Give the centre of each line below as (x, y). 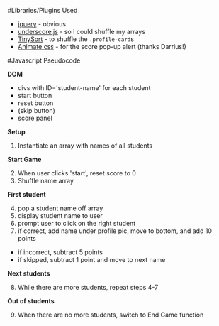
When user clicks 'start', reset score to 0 (77, 173)
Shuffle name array (46, 181)
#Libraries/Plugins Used (43, 10)
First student (27, 194)
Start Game (24, 159)
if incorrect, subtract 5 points (60, 252)
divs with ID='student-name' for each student (84, 88)
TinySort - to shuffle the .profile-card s (76, 39)
